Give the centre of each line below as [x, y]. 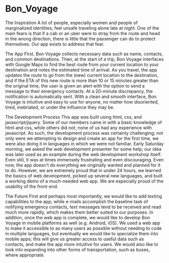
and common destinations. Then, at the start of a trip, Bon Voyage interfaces [84, 59]
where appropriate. [25, 255]
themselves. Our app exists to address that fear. [55, 44]
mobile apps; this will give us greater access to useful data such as [75, 239]
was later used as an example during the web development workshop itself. [83, 154]
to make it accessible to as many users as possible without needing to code [83, 228]
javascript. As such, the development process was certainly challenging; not [84, 133]
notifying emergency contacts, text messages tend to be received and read [83, 207]
